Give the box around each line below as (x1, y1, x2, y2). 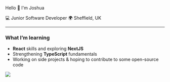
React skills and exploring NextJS (12, 46, 83, 52)
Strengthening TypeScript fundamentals (12, 51, 97, 57)
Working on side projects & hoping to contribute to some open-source (12, 56, 159, 63)
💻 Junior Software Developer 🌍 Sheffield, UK (5, 15, 102, 21)
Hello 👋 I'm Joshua (5, 5, 45, 11)
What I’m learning (5, 34, 50, 41)
